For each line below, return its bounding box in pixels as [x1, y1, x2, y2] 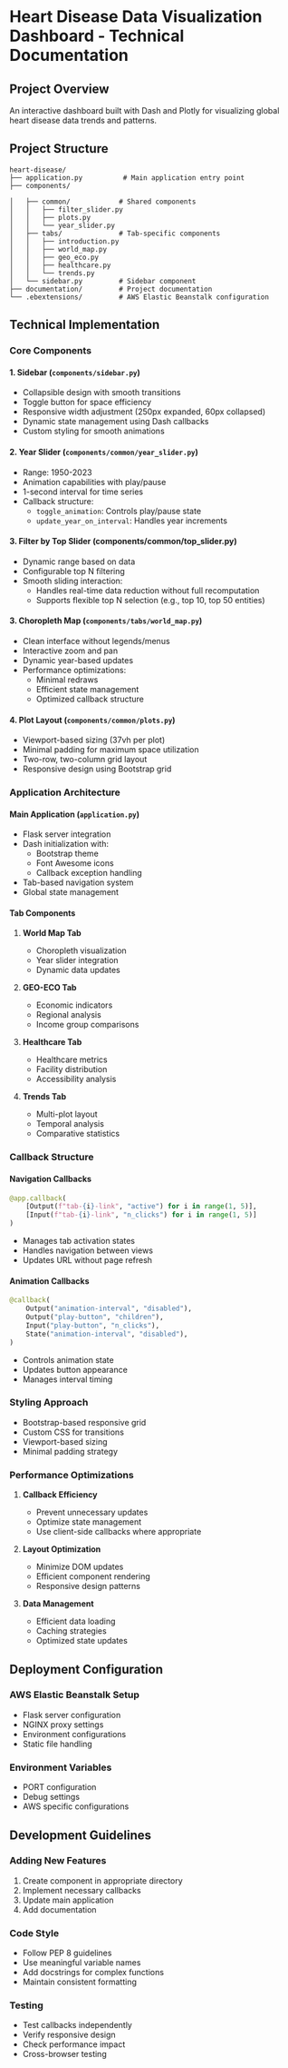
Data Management [22, 1598, 94, 1609]
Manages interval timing [22, 1374, 113, 1385]
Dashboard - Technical [9, 25, 185, 46]
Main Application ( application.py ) [9, 809, 140, 820]
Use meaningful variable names [22, 1957, 141, 1968]
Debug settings [22, 1792, 80, 1803]
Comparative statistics [35, 1128, 120, 1139]
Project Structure [9, 141, 109, 156]
